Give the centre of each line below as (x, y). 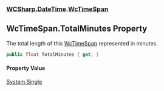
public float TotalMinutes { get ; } (53, 54)
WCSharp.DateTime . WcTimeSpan (57, 9)
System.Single (24, 81)
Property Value (26, 68)
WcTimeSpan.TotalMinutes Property (77, 29)
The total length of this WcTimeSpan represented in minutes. (82, 43)
